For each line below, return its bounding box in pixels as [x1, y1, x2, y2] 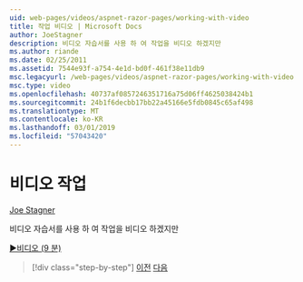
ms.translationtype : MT [9, 106, 100, 116]
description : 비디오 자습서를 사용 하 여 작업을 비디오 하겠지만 [9, 38, 221, 48]
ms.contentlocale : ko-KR [9, 115, 103, 124]
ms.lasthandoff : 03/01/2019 [9, 124, 116, 133]
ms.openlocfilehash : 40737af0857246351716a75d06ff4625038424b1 [9, 89, 254, 98]
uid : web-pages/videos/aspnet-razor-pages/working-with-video [9, 13, 249, 23]
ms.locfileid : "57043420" [9, 132, 107, 141]
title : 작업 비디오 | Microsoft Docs [9, 22, 142, 31]
